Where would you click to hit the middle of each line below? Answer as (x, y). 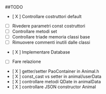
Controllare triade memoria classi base (51, 37)
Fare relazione (27, 62)
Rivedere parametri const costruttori (49, 26)
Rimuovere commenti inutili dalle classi (51, 42)
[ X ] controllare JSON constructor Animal (54, 87)
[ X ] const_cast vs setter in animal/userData (57, 76)
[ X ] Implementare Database (41, 52)
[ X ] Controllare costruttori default (47, 16)
